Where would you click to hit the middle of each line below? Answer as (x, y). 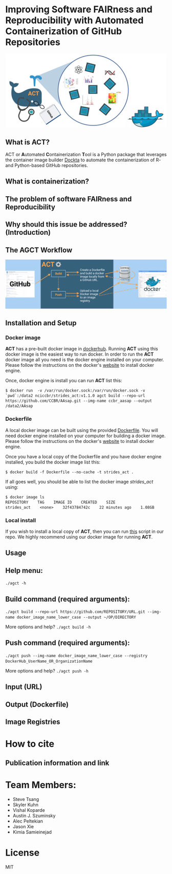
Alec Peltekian (28, 821)
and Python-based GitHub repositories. (47, 165)
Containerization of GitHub (64, 31)
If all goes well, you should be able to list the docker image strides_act (79, 481)
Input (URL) (24, 687)
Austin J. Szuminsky (34, 815)
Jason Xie (23, 826)
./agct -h (16, 583)
